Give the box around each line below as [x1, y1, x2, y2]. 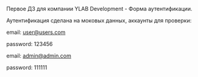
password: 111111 [6, 64, 48, 71]
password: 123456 [6, 41, 53, 47]
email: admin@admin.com [6, 52, 71, 59]
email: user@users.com [6, 28, 66, 36]
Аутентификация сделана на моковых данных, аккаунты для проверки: [6, 17, 192, 24]
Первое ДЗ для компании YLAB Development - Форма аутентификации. [6, 5, 193, 12]
